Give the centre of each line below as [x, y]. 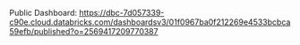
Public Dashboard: [43, 13]
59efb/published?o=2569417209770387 [84, 31]
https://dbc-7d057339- [122, 13]
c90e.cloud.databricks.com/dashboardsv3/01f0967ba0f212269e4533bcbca [150, 22]
